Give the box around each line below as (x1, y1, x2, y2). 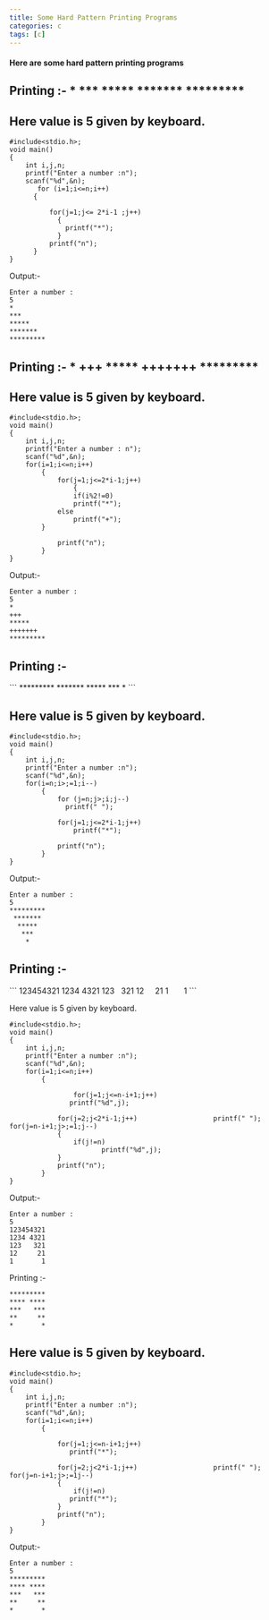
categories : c (9, 21, 63, 30)
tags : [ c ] (9, 30, 46, 38)
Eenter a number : (9, 587, 78, 596)
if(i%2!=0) (72, 491, 114, 501)
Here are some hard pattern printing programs (9, 57, 185, 68)
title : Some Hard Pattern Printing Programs (9, 13, 178, 22)
